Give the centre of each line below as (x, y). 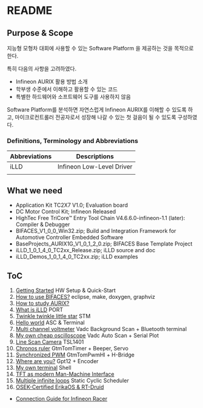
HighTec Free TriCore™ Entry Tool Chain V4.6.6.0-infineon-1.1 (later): (100, 218)
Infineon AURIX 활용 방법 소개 (52, 82)
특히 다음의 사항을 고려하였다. (42, 69)
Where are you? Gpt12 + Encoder (57, 361)
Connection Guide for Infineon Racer (62, 398)
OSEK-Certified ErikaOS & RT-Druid (60, 387)
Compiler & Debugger (43, 224)
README (30, 11)
